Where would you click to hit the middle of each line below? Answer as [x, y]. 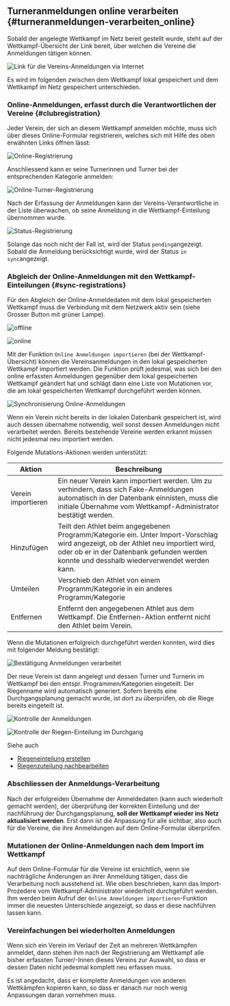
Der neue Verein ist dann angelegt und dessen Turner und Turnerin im [106, 676]
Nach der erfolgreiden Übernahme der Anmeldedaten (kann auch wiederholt [115, 798]
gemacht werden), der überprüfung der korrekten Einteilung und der [103, 806]
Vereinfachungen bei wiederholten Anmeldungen [91, 930]
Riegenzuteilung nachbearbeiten [63, 766]
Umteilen [25, 589]
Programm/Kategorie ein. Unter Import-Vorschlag [138, 535]
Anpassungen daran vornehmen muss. [62, 995]
